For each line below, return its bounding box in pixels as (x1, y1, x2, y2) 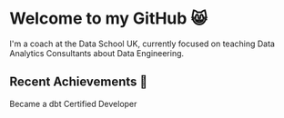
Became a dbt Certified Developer (9, 98, 137, 109)
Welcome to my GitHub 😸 (9, 8, 208, 29)
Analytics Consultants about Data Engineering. (9, 47, 185, 58)
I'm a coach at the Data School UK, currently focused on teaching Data (9, 38, 276, 49)
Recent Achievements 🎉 (9, 74, 148, 90)
